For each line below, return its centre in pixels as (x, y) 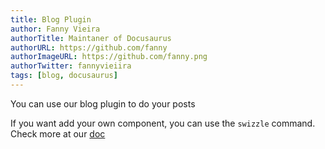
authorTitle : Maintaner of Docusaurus (91, 38)
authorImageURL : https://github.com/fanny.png (109, 57)
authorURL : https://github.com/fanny (89, 47)
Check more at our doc (58, 133)
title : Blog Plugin (51, 19)
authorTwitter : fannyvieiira (71, 66)
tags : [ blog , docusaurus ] (64, 76)
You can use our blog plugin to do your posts (103, 103)
